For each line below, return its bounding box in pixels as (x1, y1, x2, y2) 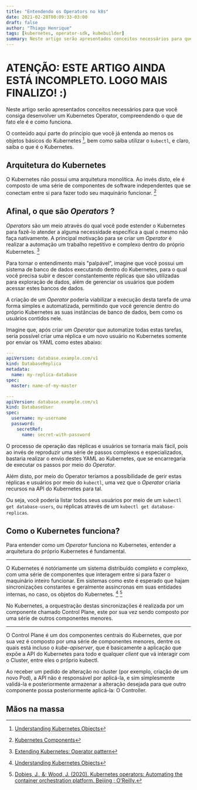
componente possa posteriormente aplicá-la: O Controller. (6, 687, 147, 694)
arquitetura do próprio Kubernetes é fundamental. (6, 548, 126, 555)
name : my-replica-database (11, 372, 77, 378)
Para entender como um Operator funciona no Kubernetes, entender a (6, 542, 176, 549)
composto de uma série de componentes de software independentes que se (6, 182, 191, 189)
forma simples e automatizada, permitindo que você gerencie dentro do (6, 302, 180, 309)
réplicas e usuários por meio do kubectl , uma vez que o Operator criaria (6, 479, 181, 486)
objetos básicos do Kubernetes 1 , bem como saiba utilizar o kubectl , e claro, (6, 136, 191, 144)
